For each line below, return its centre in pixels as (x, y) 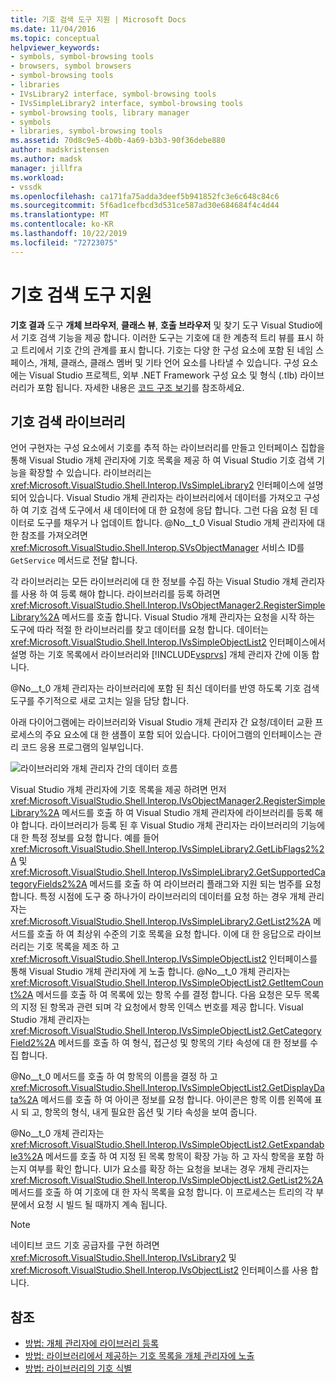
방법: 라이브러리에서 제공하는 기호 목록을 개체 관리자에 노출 (139, 1356)
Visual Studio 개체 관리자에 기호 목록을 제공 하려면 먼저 (118, 790)
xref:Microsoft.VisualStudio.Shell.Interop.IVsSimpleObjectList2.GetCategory (166, 1031)
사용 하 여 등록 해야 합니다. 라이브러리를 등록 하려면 (120, 594)
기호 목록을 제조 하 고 (78, 947)
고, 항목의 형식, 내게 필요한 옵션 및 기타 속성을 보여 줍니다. (144, 1112)
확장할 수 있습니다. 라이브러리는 (90, 473)
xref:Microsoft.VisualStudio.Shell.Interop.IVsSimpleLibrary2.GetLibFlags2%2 (167, 849)
